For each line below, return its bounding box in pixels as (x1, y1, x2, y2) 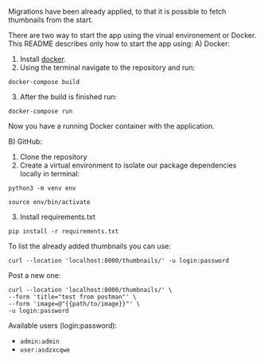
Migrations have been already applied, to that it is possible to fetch (8, 7, 227, 16)
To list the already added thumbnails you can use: (8, 241, 171, 251)
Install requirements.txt (19, 212, 95, 221)
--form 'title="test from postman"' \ (8, 293, 137, 301)
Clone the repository (19, 152, 87, 161)
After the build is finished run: (19, 92, 118, 102)
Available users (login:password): (8, 321, 118, 330)
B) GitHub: (8, 137, 42, 146)
